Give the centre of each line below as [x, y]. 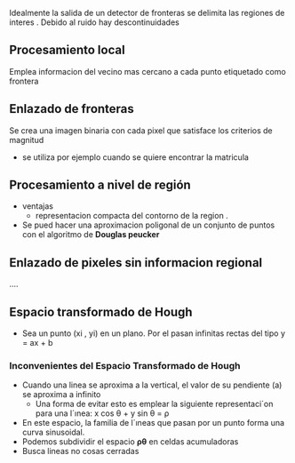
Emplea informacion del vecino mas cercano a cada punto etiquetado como [147, 71]
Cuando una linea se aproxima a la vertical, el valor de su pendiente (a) [152, 385]
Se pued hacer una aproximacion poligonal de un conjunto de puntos [148, 225]
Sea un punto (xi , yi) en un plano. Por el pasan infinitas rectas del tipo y [154, 333]
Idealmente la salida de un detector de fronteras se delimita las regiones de [147, 13]
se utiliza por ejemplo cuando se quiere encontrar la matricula [135, 157]
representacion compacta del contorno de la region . [132, 216]
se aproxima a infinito [61, 395]
